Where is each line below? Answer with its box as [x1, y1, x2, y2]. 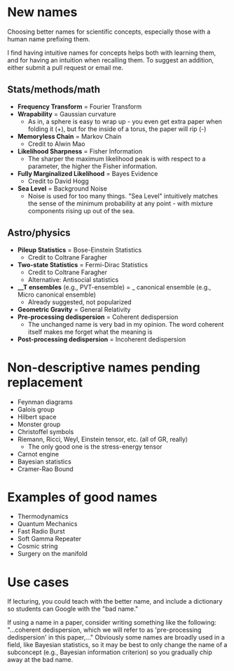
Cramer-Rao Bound [17, 464, 74, 473]
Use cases [7, 574, 69, 590]
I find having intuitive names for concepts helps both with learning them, [7, 48, 216, 57]
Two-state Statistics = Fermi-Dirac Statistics [17, 260, 149, 269]
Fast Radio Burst [17, 527, 65, 536]
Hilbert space [17, 412, 57, 421]
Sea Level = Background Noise [17, 184, 107, 193]
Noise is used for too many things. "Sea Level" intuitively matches [27, 191, 219, 200]
